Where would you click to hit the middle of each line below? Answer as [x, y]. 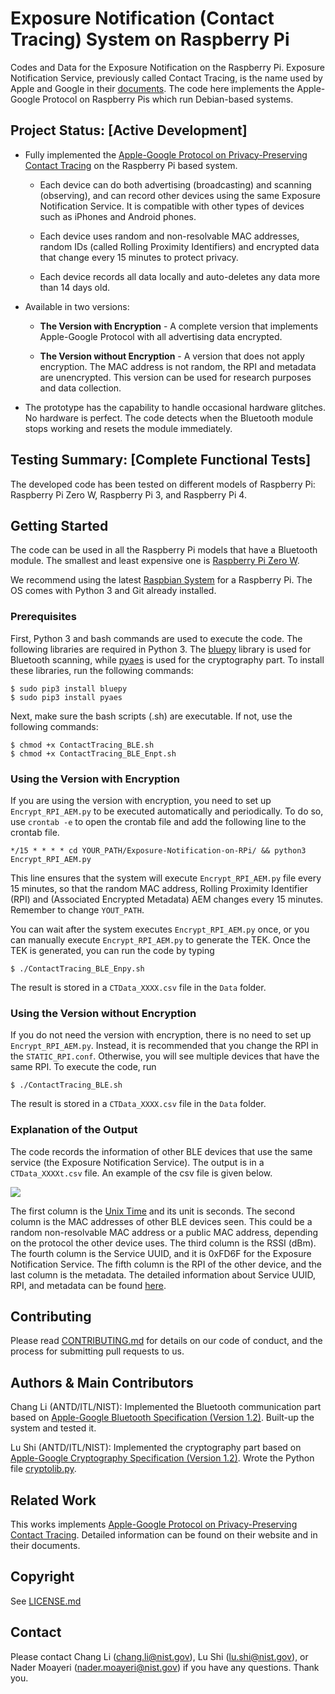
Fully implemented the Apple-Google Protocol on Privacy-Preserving [166, 154]
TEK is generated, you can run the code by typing [112, 950]
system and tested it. [53, 1428]
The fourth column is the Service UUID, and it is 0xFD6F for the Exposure [161, 1253]
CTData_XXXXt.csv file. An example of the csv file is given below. [141, 1173]
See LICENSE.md [46, 1601]
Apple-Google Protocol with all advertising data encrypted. [161, 336]
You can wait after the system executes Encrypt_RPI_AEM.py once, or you [160, 929]
